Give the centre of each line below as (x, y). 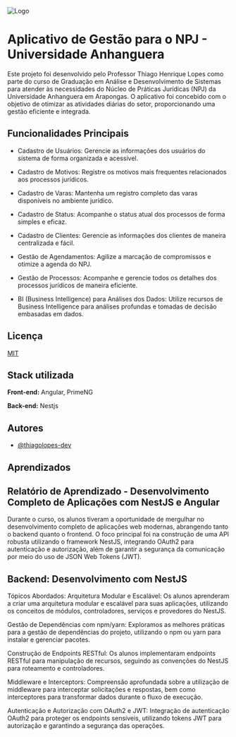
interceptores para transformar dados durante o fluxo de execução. (105, 697)
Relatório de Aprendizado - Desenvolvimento (108, 491)
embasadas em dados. (50, 313)
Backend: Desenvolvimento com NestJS (98, 579)
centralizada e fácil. (46, 243)
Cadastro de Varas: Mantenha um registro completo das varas (107, 193)
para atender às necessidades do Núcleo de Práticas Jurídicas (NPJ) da (112, 89)
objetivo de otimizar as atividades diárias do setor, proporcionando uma (111, 104)
